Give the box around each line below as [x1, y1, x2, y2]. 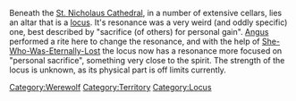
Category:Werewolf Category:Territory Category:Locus [9, 82, 212, 92]
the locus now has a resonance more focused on [102, 46, 283, 56]
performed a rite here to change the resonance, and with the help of [9, 36, 261, 46]
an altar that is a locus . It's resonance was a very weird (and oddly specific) [9, 17, 288, 28]
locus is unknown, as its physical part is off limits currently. [9, 64, 226, 75]
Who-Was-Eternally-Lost [9, 46, 101, 56]
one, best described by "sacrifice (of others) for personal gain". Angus [9, 27, 269, 37]
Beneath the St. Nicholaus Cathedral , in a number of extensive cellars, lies [9, 8, 283, 18]
